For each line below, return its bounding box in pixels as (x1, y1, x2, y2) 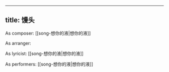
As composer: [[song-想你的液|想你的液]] (5, 30, 91, 36)
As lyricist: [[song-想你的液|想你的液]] (5, 50, 84, 56)
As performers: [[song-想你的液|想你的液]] (5, 61, 94, 67)
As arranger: (5, 40, 31, 46)
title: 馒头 (5, 16, 35, 24)
